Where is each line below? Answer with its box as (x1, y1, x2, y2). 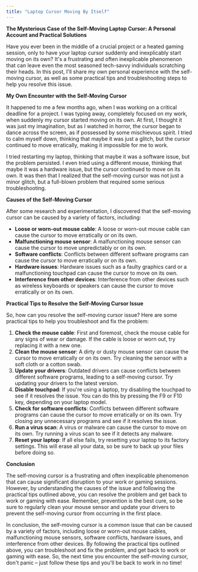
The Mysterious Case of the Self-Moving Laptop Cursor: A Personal (6, 25, 176, 32)
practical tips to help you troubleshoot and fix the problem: (6, 317, 149, 325)
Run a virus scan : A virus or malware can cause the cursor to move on (14, 424, 187, 431)
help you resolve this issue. (6, 81, 73, 88)
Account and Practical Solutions (6, 31, 87, 39)
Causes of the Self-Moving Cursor (6, 196, 93, 203)
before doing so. (14, 449, 55, 456)
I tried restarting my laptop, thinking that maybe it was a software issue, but (6, 152, 190, 160)
